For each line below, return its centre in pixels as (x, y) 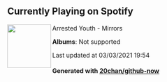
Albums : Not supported (86, 42)
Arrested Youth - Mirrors (87, 28)
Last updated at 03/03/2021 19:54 (101, 55)
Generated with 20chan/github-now (106, 71)
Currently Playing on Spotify (71, 11)
